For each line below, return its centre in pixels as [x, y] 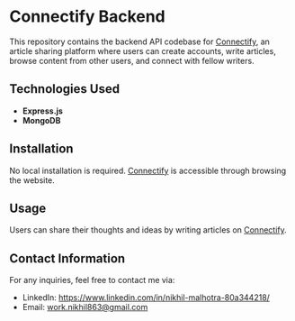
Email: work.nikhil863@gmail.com [85, 307]
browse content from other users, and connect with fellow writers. [132, 60]
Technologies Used [64, 89]
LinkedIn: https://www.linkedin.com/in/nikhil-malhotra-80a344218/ [146, 298]
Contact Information [67, 258]
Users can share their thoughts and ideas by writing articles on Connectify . [148, 230]
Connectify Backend [88, 17]
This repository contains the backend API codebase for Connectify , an [139, 41]
